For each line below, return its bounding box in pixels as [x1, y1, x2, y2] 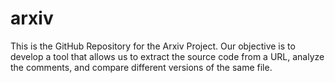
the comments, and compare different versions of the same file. [10, 61, 273, 73]
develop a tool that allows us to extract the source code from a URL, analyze [10, 50, 325, 62]
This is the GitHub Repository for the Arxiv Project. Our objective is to [10, 40, 296, 52]
